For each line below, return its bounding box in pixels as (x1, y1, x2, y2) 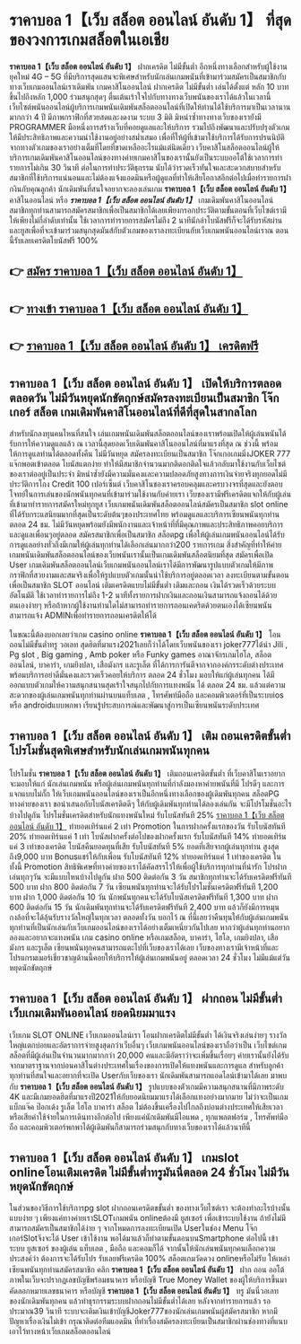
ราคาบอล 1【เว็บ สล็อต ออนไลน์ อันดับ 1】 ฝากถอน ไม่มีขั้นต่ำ (9, 991, 282, 1006)
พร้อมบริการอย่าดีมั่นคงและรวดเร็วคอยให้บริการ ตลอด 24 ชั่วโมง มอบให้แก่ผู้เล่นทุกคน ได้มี (9, 669, 275, 680)
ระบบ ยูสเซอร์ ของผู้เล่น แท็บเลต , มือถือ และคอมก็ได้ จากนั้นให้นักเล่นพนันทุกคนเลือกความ (9, 1243, 276, 1254)
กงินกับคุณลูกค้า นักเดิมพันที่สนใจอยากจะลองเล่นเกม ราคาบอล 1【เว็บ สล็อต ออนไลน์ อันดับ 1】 (9, 183, 291, 194)
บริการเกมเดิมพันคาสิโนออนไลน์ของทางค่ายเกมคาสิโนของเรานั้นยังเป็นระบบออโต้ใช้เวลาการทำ (9, 152, 283, 163)
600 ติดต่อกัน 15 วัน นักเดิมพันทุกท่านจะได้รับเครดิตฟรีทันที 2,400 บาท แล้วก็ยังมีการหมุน (9, 901, 279, 912)
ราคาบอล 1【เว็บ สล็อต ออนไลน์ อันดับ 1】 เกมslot (9, 1150, 239, 1165)
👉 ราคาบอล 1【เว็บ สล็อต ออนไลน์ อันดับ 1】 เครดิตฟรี (9, 338, 259, 354)
